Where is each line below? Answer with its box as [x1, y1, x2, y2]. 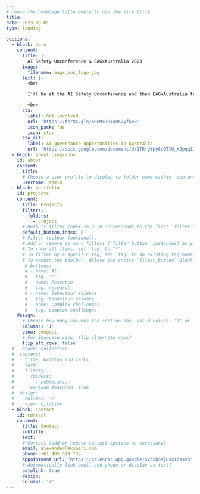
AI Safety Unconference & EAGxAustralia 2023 [27, 58, 143, 64]
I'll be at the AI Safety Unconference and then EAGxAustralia [27, 91, 187, 97]
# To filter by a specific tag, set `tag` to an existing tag [21, 251, 180, 257]
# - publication [11, 379, 70, 385]
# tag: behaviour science [24, 296, 95, 302]
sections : [6, 36, 31, 42]
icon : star [27, 129, 55, 136]
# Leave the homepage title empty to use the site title [6, 8, 151, 15]
